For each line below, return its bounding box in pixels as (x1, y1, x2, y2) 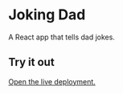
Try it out (8, 55, 55, 69)
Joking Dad (8, 6, 86, 24)
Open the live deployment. (8, 76, 96, 86)
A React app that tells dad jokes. (8, 32, 115, 42)
